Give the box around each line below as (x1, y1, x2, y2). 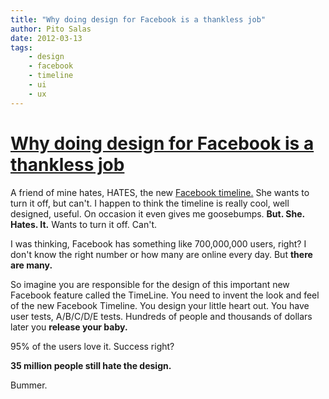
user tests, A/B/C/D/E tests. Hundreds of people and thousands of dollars (10, 310, 313, 322)
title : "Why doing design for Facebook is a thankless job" (10, 14, 267, 25)
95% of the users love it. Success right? (10, 340, 175, 352)
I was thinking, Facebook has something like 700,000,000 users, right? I (10, 237, 307, 250)
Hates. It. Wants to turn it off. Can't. (10, 218, 157, 230)
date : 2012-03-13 (10, 33, 83, 43)
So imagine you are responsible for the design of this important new (10, 278, 290, 290)
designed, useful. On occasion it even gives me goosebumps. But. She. (10, 207, 305, 220)
